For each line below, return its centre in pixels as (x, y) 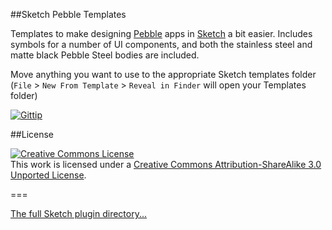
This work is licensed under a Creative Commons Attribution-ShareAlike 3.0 (166, 164)
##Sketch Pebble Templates (68, 14)
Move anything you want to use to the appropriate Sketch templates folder (163, 74)
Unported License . (48, 175)
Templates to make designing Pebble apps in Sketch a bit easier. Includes (161, 33)
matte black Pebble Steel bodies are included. (105, 55)
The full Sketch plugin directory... (79, 213)
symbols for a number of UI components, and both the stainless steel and (161, 44)
